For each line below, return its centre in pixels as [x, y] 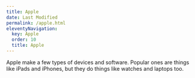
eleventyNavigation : [32, 28]
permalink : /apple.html [36, 23]
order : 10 [24, 40]
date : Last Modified [32, 17]
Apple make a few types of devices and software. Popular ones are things [98, 62]
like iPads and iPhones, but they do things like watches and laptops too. [95, 68]
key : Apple [25, 34]
